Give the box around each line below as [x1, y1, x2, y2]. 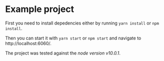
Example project [5, 3, 74, 15]
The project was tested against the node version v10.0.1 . [5, 50, 121, 56]
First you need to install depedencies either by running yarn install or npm [5, 20, 159, 26]
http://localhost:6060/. [5, 40, 51, 46]
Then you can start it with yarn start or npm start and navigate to [5, 35, 141, 41]
